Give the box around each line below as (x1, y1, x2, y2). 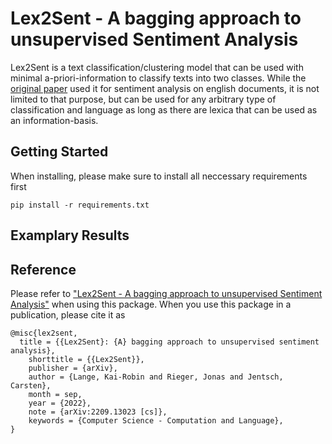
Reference (10, 261, 77, 278)
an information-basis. (10, 114, 99, 126)
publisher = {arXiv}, (28, 363, 118, 373)
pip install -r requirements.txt (10, 200, 150, 210)
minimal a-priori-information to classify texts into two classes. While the (10, 72, 307, 84)
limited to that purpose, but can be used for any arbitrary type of (10, 93, 277, 105)
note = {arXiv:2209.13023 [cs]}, (28, 407, 168, 417)
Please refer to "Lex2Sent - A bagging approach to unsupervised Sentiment (10, 287, 323, 299)
